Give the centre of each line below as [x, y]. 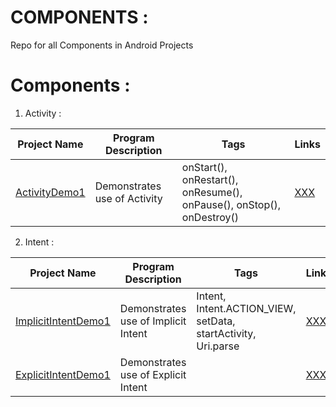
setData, [216, 321]
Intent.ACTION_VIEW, [246, 308]
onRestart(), [210, 179]
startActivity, [226, 333]
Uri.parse [218, 346]
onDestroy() [210, 217]
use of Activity [128, 198]
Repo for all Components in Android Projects [102, 45]
